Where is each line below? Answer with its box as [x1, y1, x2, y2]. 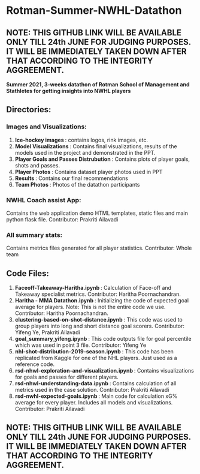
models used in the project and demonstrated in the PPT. [14, 149, 156, 156]
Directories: [6, 104, 51, 115]
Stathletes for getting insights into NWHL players [6, 88, 131, 94]
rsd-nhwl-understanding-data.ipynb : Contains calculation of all [14, 380, 177, 387]
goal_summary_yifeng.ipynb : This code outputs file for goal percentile [14, 335, 192, 343]
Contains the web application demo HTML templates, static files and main [6, 209, 189, 217]
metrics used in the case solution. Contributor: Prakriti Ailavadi [14, 386, 169, 394]
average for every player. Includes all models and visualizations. [14, 399, 173, 406]
